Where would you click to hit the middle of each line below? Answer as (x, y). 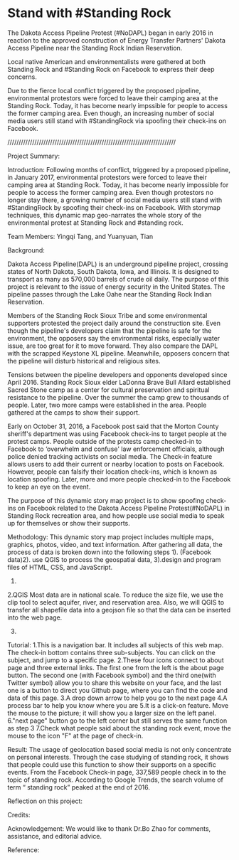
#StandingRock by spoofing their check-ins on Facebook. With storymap (114, 207)
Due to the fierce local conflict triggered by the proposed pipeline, (104, 90)
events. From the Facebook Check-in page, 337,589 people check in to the (117, 772)
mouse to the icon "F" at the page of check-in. (75, 736)
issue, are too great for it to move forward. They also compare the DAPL (113, 346)
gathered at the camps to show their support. (74, 412)
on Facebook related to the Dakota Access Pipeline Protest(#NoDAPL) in (123, 508)
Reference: (23, 850)
